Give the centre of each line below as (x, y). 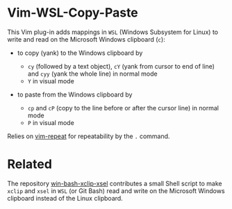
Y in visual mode (51, 81)
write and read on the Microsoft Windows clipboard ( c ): (86, 39)
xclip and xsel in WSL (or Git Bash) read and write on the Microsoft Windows (116, 191)
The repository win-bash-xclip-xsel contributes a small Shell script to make (115, 183)
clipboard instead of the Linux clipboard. (65, 198)
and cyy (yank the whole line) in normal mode (92, 74)
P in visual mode (51, 122)
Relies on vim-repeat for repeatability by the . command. (89, 136)
